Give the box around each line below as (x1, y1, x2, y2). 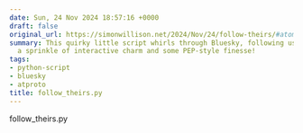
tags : (9, 55, 30, 64)
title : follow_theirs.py (9, 88, 103, 97)
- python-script (9, 64, 70, 73)
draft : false (9, 22, 59, 31)
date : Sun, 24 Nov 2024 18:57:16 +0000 (9, 13, 160, 22)
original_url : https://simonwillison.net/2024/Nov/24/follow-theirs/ (9, 30, 277, 39)
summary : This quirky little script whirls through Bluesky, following (9, 38, 284, 48)
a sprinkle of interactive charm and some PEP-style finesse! (17, 47, 256, 56)
